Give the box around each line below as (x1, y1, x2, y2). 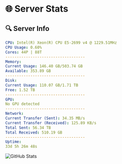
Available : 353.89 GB (5, 69, 51, 74)
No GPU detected (5, 102, 40, 107)
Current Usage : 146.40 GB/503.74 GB (5, 64, 83, 69)
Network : (5, 111, 24, 116)
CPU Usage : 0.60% (5, 45, 42, 50)
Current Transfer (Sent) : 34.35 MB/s (5, 116, 85, 121)
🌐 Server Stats (5, 3, 69, 15)
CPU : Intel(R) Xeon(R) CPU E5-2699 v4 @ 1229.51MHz (5, 40, 117, 45)
